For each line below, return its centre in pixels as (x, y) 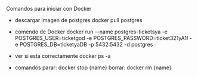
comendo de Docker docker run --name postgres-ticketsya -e (91, 32)
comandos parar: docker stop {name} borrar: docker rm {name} (93, 67)
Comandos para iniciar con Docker (49, 9)
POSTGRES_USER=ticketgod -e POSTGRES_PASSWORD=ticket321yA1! (101, 38)
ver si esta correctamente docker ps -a (63, 56)
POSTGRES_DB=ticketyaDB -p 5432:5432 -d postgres (86, 44)
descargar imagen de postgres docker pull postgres (78, 20)
